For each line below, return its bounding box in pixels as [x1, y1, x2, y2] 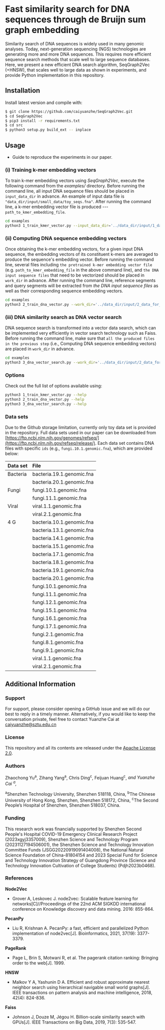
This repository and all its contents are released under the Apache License [5, 745, 156, 751]
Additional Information [5, 679, 76, 688]
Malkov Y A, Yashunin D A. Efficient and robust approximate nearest [12, 979, 150, 985]
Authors [5, 763, 26, 770]
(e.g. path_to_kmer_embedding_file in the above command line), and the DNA [5, 267, 159, 273]
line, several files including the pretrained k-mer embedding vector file [5, 262, 152, 268]
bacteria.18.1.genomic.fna [32, 559, 94, 566]
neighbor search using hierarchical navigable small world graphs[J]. [12, 984, 150, 990]
